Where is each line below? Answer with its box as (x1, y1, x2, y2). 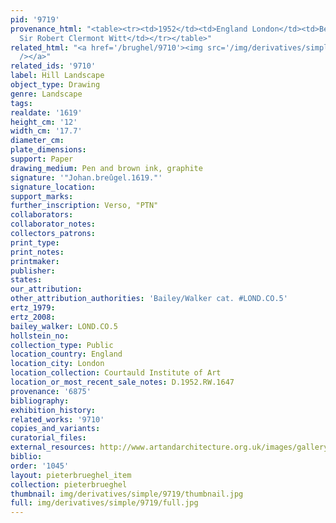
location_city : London (10, 359, 105, 369)
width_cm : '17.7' (10, 126, 83, 136)
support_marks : (10, 191, 74, 201)
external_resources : (10, 442, 97, 453)
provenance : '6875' (10, 386, 92, 396)
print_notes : (10, 247, 65, 257)
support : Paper (10, 154, 74, 164)
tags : (10, 98, 33, 108)
